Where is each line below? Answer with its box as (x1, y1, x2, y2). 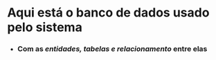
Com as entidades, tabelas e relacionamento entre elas (17, 44, 208, 54)
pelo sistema (7, 19, 83, 35)
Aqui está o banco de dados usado (7, 5, 210, 21)
